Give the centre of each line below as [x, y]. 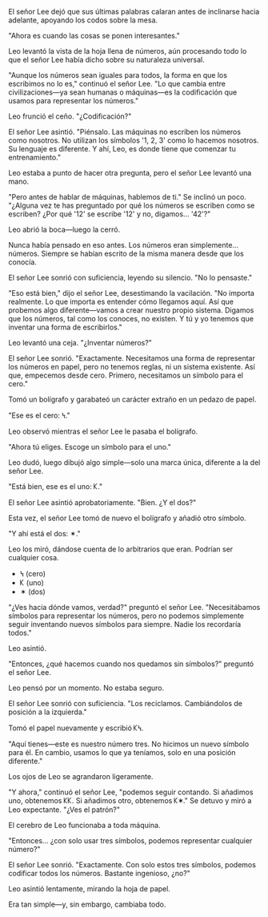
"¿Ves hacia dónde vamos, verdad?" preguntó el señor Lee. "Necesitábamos [134, 607]
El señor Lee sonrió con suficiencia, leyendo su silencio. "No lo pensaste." [130, 277]
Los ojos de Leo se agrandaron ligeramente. [81, 776]
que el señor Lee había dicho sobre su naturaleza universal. [107, 60]
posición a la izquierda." [48, 712]
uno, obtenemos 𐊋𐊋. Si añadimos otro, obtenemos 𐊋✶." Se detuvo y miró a [130, 800]
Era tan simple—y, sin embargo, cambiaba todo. [87, 904]
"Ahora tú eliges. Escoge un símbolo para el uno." [90, 447]
